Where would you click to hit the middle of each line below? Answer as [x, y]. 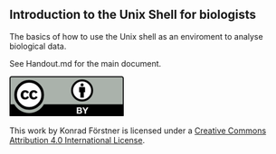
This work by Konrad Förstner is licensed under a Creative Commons [138, 131]
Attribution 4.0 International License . [77, 140]
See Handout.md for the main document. [86, 63]
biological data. [38, 46]
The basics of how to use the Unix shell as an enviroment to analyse [137, 36]
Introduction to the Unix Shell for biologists [133, 15]
